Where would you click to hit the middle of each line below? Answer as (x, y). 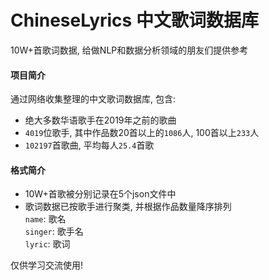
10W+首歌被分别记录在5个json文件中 (100, 194)
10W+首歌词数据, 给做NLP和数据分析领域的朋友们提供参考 (129, 50)
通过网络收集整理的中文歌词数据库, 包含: (93, 99)
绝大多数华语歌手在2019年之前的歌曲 (100, 120)
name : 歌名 (45, 219)
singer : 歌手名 (54, 232)
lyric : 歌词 (47, 244)
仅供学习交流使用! (47, 265)
